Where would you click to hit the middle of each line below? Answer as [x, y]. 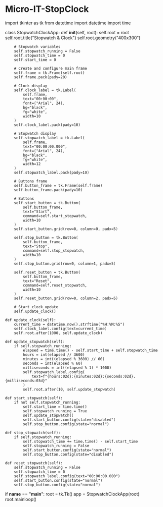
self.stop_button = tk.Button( [46, 237]
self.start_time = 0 [35, 60]
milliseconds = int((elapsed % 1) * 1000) [67, 368]
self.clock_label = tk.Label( [45, 90]
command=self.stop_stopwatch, [54, 251]
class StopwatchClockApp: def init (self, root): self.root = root [67, 32]
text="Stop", [36, 246]
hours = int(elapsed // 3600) [54, 355]
